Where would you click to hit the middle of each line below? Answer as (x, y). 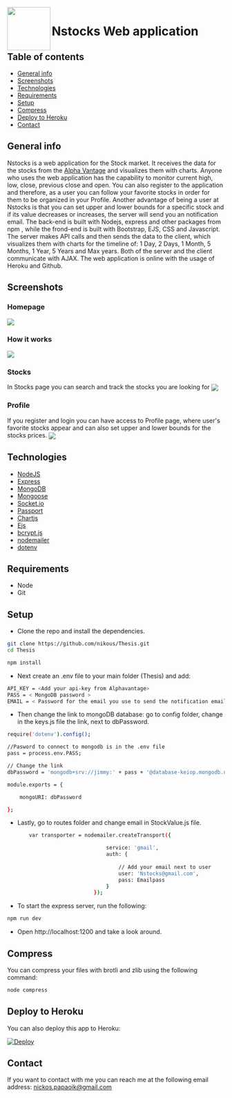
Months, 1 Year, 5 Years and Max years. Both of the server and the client (110, 251)
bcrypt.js (30, 532)
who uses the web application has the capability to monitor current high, (110, 177)
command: (22, 977)
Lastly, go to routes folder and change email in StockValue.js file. (109, 823)
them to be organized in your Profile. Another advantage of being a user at (113, 199)
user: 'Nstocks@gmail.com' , (158, 873)
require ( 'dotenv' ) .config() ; (49, 734)
